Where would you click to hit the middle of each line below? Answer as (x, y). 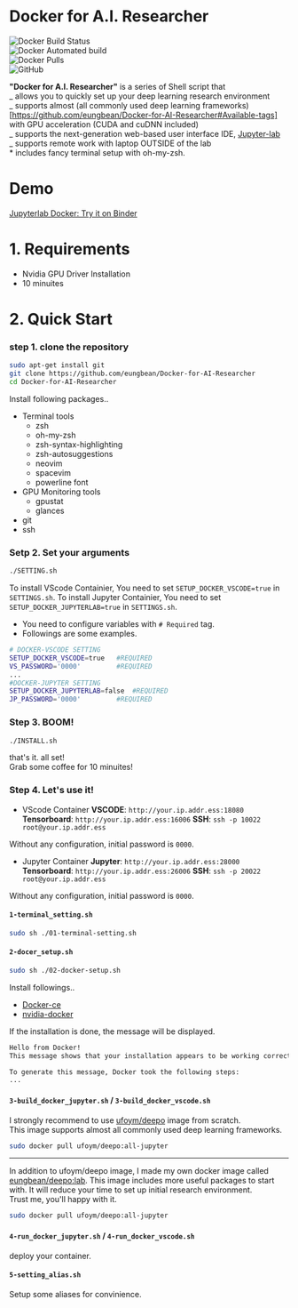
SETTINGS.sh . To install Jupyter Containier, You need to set (115, 598)
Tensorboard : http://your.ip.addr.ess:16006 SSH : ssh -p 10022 (141, 819)
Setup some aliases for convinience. (75, 1294)
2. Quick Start (61, 319)
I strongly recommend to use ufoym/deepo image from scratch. (125, 1120)
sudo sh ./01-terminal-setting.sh (73, 933)
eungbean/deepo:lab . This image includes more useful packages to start (142, 1181)
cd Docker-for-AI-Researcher (63, 382)
